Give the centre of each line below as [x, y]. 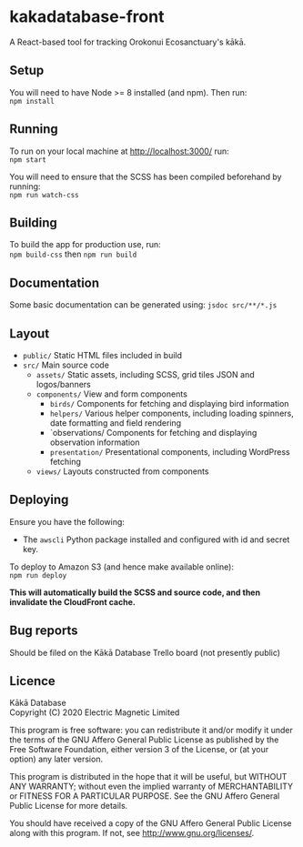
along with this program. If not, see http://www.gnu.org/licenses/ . [132, 833]
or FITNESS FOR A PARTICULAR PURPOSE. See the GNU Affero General [145, 796]
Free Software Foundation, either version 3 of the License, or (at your [139, 750]
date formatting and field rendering [116, 423]
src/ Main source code [66, 365]
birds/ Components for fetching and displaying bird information [169, 403]
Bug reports [44, 631]
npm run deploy [38, 575]
